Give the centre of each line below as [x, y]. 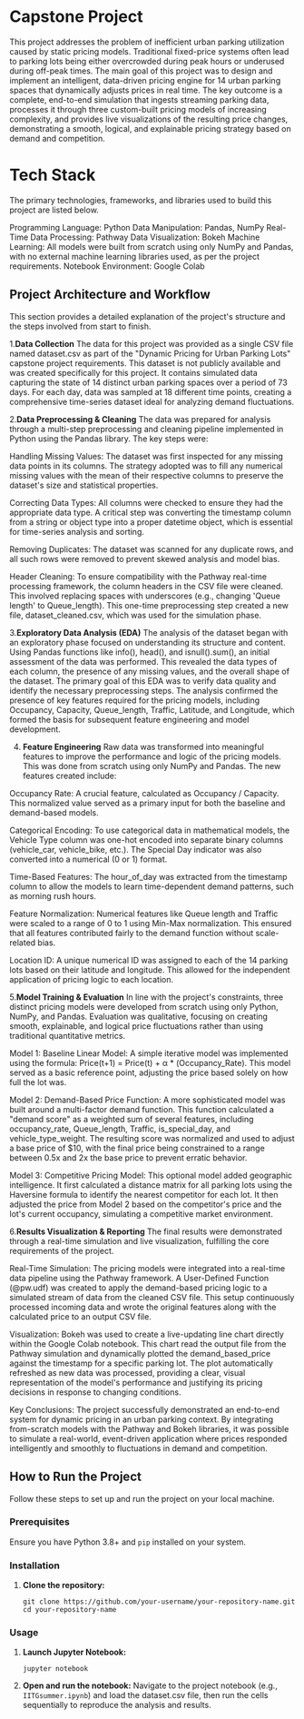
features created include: [69, 776]
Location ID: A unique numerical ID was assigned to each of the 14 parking [149, 960]
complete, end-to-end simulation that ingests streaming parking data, [139, 99]
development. [35, 729]
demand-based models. [54, 812]
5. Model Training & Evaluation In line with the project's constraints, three [147, 997]
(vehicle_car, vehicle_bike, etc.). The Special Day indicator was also [136, 849]
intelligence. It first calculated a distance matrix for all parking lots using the [151, 1185]
